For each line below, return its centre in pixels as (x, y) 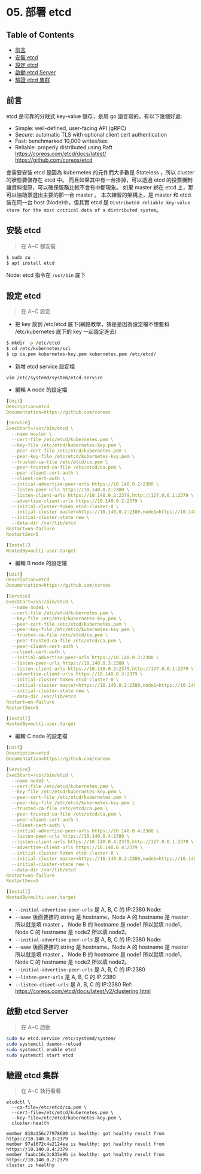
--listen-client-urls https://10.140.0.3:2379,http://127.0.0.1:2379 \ (103, 669)
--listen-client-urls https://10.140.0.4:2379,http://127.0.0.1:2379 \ (103, 842)
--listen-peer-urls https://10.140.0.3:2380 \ (71, 663)
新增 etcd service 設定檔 (45, 366)
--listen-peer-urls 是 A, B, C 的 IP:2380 (65, 977)
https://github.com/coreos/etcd (54, 160)
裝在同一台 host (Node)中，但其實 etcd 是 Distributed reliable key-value (98, 202)
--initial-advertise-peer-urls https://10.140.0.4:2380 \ (86, 831)
